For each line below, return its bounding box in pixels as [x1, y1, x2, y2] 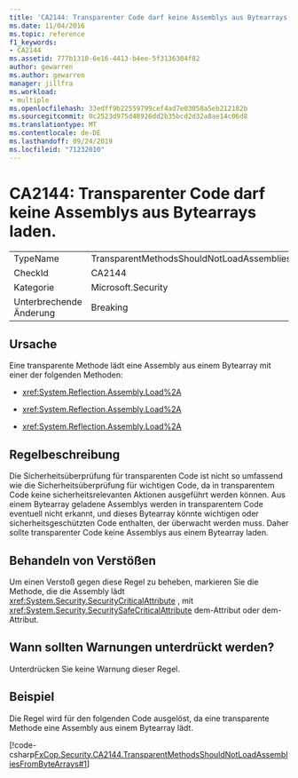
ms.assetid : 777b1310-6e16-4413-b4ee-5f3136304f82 [9, 54, 200, 63]
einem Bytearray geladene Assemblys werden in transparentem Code [9, 499, 263, 510]
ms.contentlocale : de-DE [9, 129, 101, 138]
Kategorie [13, 281, 55, 293]
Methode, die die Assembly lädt [9, 586, 126, 596]
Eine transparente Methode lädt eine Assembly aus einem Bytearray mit [9, 361, 271, 371]
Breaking [90, 301, 129, 314]
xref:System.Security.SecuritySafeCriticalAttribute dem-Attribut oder [9, 605, 260, 615]
